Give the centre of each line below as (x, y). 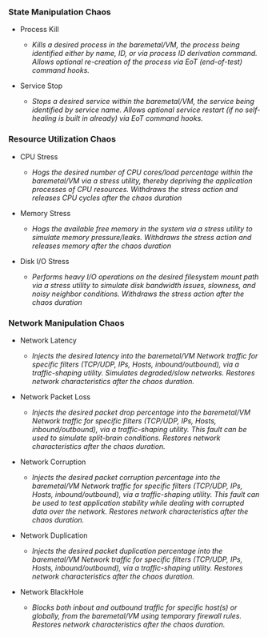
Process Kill (39, 30)
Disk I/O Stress (44, 261)
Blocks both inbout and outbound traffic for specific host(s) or (134, 607)
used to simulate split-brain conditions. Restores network (126, 438)
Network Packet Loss (55, 397)
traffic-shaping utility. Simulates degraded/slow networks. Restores (143, 373)
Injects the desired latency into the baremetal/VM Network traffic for (145, 355)
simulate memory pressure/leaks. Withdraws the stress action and (142, 237)
